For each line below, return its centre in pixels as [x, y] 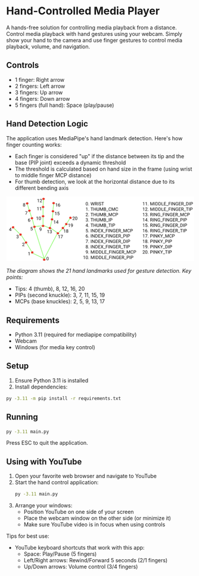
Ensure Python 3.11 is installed [52, 380]
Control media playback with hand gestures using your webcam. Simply [94, 33]
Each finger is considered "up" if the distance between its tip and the [99, 156]
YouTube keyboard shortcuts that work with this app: [80, 548]
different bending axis [42, 188]
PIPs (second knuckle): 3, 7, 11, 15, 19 [60, 295]
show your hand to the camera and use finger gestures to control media [94, 40]
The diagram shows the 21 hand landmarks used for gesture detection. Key [99, 271]
